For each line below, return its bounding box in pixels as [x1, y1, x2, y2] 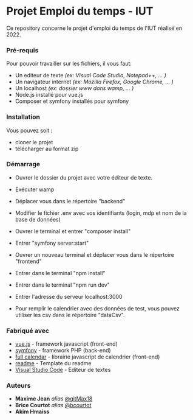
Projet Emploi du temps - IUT [6, 4, 154, 18]
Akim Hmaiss [15, 408, 50, 415]
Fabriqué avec [6, 326, 50, 335]
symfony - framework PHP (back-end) [15, 347, 111, 354]
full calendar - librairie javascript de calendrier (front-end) [15, 353, 160, 360]
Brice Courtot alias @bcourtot [15, 402, 92, 409]
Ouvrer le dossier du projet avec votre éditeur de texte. [15, 173, 153, 181]
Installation [6, 113, 41, 121]
